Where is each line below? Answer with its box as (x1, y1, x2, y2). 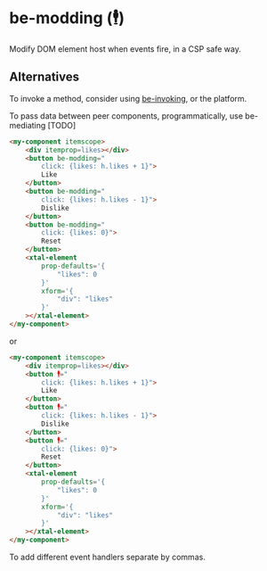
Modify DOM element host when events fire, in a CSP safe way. (9, 43, 242, 54)
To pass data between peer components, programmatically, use (9, 110, 243, 121)
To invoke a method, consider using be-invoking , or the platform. (9, 93, 247, 103)
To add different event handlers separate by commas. (9, 551, 206, 562)
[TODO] (47, 120, 77, 130)
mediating (9, 120, 46, 130)
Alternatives (9, 70, 80, 85)
